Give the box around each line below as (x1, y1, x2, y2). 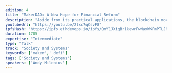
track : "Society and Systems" (5, 46, 70, 51)
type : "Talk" (5, 41, 33, 46)
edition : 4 (5, 7, 29, 13)
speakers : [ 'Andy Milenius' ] (5, 60, 68, 65)
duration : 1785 (5, 31, 38, 36)
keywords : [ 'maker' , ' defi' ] (5, 50, 68, 56)
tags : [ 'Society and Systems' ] (5, 55, 72, 61)
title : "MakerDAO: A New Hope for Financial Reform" (5, 12, 120, 17)
